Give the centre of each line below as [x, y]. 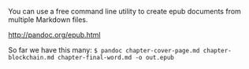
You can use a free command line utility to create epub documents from [125, 11]
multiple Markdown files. [48, 20]
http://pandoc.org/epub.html [54, 35]
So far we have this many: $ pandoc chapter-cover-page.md [104, 50]
